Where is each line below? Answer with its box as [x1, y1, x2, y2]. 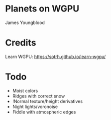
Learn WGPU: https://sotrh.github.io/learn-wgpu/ [5, 53, 106, 59]
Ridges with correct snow [12, 93, 65, 99]
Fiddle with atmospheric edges [12, 108, 76, 115]
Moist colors [12, 87, 38, 93]
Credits [5, 37, 36, 48]
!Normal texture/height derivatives [12, 98, 83, 104]
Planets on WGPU [5, 3, 80, 14]
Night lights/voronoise [12, 103, 58, 109]
